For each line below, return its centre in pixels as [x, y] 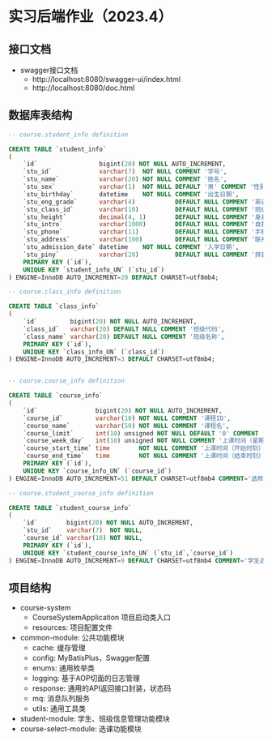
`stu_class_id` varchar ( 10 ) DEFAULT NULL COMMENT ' [139, 209]
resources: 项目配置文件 [72, 627]
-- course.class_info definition [65, 292]
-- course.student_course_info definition [81, 493]
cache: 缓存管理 [59, 648]
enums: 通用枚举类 [63, 668]
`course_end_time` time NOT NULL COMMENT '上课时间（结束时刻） [144, 456]
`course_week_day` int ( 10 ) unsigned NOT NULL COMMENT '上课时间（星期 [144, 441]
